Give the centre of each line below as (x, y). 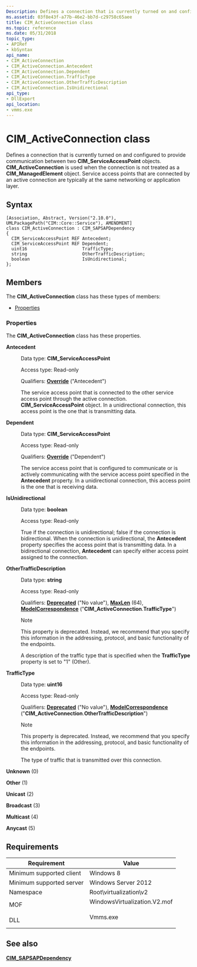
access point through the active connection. (74, 399)
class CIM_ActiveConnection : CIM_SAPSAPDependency (70, 229)
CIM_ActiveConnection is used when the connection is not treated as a (93, 167)
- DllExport (21, 99)
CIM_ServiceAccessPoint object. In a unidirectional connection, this (103, 405)
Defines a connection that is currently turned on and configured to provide (96, 155)
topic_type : (21, 39)
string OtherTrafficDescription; (78, 254)
